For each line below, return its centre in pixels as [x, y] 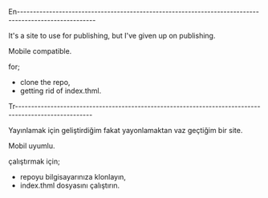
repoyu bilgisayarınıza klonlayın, [73, 177]
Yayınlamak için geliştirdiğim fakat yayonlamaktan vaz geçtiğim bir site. [126, 130]
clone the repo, [45, 82]
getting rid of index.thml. [61, 91]
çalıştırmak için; [34, 161]
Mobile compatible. [40, 51]
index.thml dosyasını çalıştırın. [70, 185]
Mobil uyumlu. [32, 146]
